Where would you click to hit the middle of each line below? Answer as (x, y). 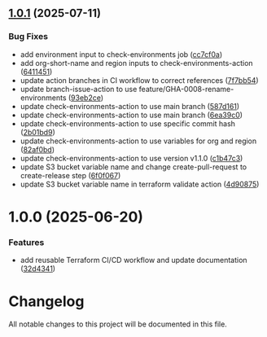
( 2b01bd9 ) (37, 132)
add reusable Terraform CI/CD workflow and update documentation (133, 260)
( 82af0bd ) (37, 149)
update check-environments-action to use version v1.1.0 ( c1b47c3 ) (131, 158)
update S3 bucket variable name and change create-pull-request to (133, 167)
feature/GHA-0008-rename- (186, 89)
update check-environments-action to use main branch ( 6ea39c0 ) (131, 115)
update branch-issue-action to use (79, 89)
